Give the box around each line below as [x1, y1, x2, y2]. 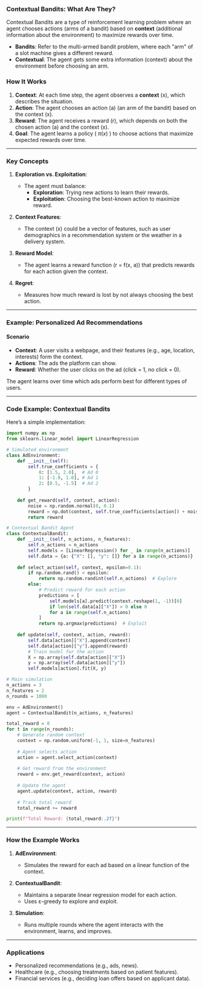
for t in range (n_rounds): [6, 726, 74, 732]
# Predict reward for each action [38, 587, 126, 593]
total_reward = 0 [6, 721, 50, 727]
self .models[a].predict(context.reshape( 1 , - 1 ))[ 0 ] [49, 598, 182, 604]
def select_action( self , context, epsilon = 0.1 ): [17, 564, 142, 570]
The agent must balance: [24, 182, 86, 189]
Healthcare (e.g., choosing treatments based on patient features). [14, 968, 179, 975]
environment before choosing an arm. [14, 62, 109, 69]
